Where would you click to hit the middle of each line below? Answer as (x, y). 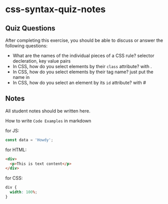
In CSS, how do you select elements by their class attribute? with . (82, 66)
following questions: (26, 46)
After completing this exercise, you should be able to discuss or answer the (84, 40)
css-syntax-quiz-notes (55, 9)
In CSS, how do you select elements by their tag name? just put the (83, 72)
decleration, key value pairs (41, 61)
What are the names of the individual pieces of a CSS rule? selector (83, 55)
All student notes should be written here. (48, 111)
